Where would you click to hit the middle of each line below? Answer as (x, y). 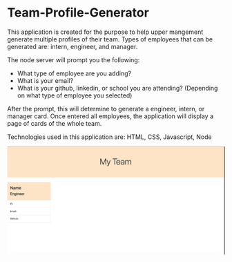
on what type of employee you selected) (75, 95)
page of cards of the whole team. (55, 123)
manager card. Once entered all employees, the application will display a (110, 116)
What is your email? (45, 80)
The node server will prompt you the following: (74, 59)
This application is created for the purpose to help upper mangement (105, 32)
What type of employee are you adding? (74, 73)
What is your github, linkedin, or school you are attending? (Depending (117, 88)
